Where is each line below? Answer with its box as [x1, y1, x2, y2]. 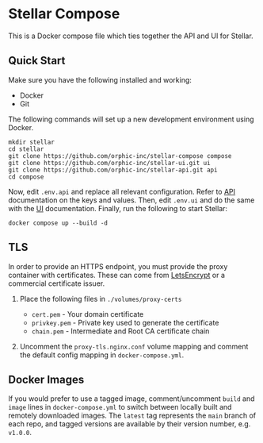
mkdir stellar [8, 138, 55, 146]
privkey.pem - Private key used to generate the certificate [31, 318, 219, 327]
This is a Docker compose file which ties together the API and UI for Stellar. [8, 31, 253, 40]
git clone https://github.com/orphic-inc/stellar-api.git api [8, 166, 218, 174]
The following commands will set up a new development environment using [8, 114, 255, 124]
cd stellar [8, 144, 44, 153]
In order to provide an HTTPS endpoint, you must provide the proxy [8, 261, 228, 271]
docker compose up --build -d [8, 219, 109, 227]
